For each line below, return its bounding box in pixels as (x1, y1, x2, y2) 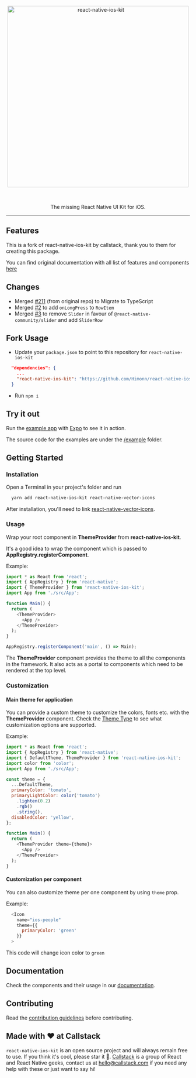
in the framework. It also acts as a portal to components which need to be (6, 661, 183, 668)
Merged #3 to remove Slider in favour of (14, 310, 113, 317)
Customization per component (6, 876, 82, 883)
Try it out (6, 409, 40, 419)
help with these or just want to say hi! (6, 1065, 96, 1072)
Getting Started (6, 453, 64, 463)
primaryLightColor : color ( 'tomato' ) (11, 793, 100, 799)
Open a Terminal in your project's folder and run (6, 483, 121, 491)
